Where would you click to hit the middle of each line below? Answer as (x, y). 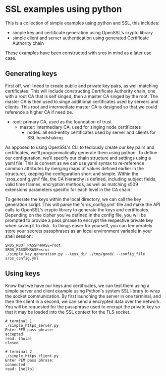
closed (12, 343)
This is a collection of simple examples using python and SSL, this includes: (82, 23)
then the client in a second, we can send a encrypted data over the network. (83, 301)
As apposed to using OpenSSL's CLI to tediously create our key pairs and (80, 147)
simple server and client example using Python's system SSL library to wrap (83, 291)
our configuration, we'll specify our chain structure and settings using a (78, 158)
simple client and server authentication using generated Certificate (81, 38)
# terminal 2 (19, 352)
